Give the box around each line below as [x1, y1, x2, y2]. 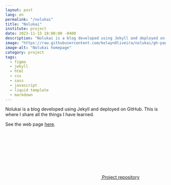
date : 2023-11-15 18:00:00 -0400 [5, 31, 76, 36]
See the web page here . [5, 121, 56, 127]
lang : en [5, 12, 24, 17]
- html [10, 69, 24, 74]
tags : [5, 54, 17, 60]
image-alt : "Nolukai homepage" [5, 45, 72, 50]
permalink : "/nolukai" [5, 17, 53, 22]
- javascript [10, 83, 38, 88]
